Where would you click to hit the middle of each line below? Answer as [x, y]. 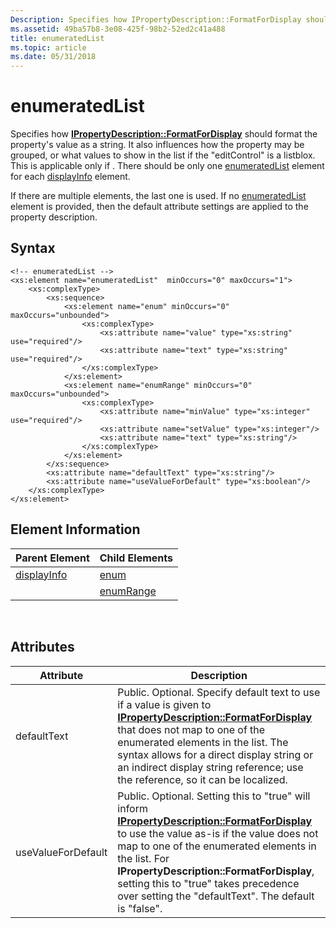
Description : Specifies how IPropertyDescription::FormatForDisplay [156, 19]
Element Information [75, 529]
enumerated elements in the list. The [203, 742]
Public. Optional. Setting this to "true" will [214, 796]
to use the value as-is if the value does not [218, 833]
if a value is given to [164, 704]
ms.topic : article [48, 47]
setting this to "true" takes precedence [208, 883]
